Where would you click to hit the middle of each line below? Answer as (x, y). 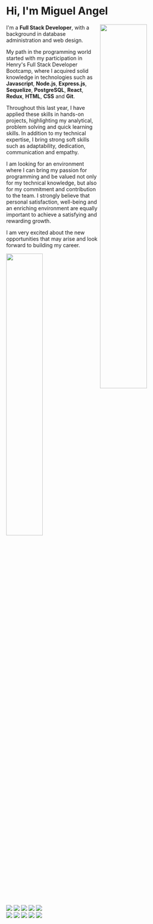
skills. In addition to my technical (46, 133)
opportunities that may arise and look (52, 239)
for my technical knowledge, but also (51, 183)
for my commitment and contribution (51, 189)
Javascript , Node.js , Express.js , (46, 83)
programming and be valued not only (51, 176)
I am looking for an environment (45, 164)
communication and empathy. (43, 152)
